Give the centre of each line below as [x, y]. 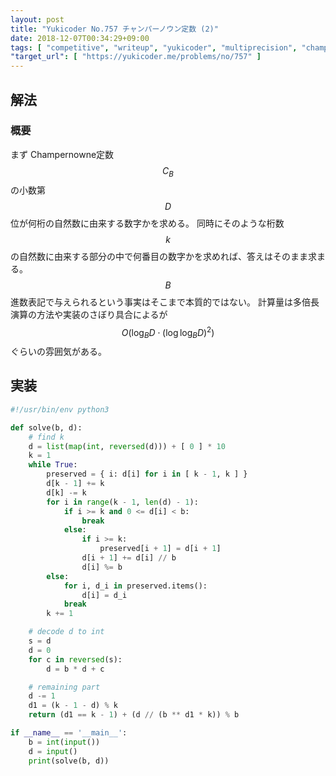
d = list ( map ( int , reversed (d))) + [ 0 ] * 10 [127, 446]
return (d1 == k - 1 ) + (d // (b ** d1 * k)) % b [134, 715]
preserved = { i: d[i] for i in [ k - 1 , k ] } [147, 474]
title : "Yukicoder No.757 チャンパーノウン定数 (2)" [114, 29]
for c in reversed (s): [75, 659]
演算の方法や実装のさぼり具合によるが [89, 314]
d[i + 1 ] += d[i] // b [129, 558]
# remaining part [64, 687]
